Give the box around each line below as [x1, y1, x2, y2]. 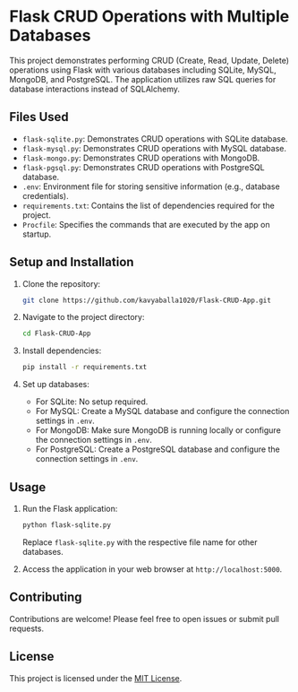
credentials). [21, 190, 69, 201]
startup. [21, 229, 52, 239]
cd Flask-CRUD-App [21, 329, 91, 338]
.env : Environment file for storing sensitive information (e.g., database [21, 181, 280, 192]
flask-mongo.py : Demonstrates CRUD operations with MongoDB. [21, 152, 260, 163]
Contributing [9, 590, 82, 605]
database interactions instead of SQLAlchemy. [9, 83, 181, 94]
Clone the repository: [21, 278, 101, 289]
